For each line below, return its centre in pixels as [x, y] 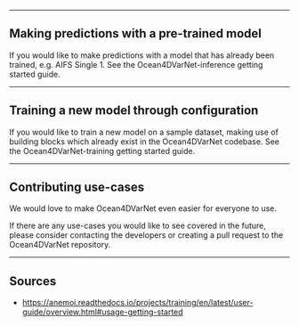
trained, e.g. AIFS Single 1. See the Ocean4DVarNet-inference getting [136, 64]
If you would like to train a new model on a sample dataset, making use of [144, 132]
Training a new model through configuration [134, 111]
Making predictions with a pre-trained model [136, 33]
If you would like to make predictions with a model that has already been [142, 55]
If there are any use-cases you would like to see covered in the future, [138, 226]
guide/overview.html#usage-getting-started [103, 312]
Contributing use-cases [77, 187]
